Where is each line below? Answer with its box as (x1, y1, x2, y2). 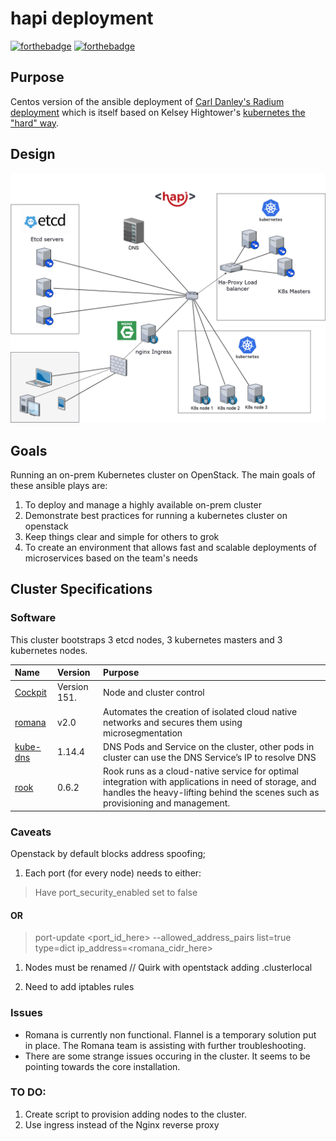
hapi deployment (10, 7, 154, 30)
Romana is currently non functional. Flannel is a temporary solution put (24, 1028, 317, 1041)
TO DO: (10, 1085, 47, 1099)
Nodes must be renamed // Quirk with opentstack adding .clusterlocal (24, 962, 313, 974)
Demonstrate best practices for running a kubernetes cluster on (24, 510, 288, 522)
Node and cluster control (103, 686, 205, 698)
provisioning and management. (103, 797, 231, 809)
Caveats (10, 825, 52, 839)
